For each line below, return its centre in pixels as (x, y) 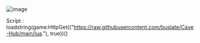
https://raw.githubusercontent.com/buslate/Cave (134, 27)
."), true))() (55, 33)
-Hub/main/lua (24, 33)
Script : (15, 21)
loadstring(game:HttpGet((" (40, 27)
